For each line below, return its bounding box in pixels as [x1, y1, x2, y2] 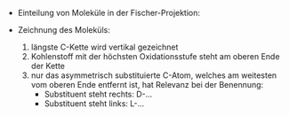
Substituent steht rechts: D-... [44, 89, 153, 99]
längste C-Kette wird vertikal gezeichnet [30, 42, 179, 52]
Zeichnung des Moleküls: [17, 25, 111, 35]
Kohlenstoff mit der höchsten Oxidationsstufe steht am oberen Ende [30, 51, 280, 61]
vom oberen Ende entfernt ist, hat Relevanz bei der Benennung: [30, 80, 264, 89]
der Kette [30, 61, 65, 71]
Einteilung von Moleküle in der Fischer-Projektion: [17, 8, 201, 18]
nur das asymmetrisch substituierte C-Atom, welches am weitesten [30, 70, 277, 81]
